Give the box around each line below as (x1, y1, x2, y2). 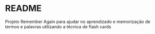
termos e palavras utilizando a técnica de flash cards (5, 23, 111, 29)
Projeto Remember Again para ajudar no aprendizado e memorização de (5, 19, 151, 24)
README (5, 3, 42, 14)
